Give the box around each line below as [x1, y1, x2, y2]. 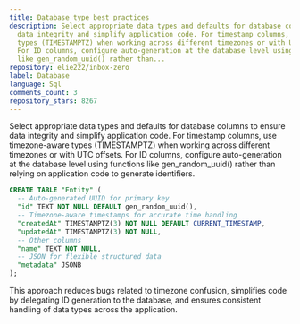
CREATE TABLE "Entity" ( [9, 185, 102, 195]
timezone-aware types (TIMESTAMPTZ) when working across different [9, 140, 271, 150]
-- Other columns [17, 235, 82, 244]
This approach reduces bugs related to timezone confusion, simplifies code [9, 286, 287, 295]
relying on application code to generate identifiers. [9, 168, 196, 179]
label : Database [9, 72, 70, 81]
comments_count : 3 [9, 88, 78, 97]
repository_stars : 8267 [9, 96, 98, 106]
